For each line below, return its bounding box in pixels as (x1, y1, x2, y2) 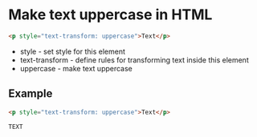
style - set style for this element (19, 46, 126, 56)
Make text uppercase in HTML (8, 6, 213, 24)
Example (8, 87, 53, 101)
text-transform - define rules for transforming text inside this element (19, 54, 249, 65)
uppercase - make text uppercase (19, 63, 133, 73)
